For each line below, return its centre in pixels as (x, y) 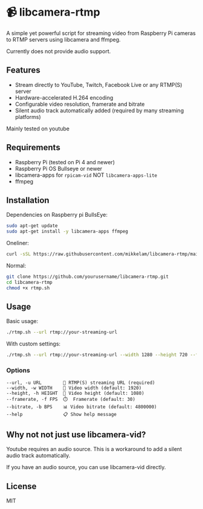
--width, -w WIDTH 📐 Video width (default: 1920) (74, 388)
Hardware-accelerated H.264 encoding (64, 97)
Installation (28, 200)
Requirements (33, 148)
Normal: (16, 266)
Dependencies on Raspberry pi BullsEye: (57, 215)
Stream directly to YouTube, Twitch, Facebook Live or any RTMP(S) (98, 85)
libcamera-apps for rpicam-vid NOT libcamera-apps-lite (86, 175)
